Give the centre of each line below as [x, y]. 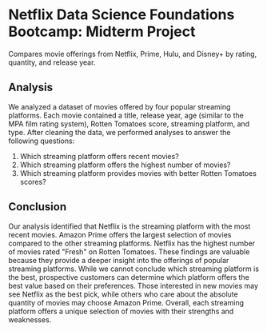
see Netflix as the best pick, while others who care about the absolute [123, 294]
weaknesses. [30, 319]
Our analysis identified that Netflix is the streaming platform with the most [130, 226]
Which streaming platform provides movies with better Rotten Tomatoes [138, 173]
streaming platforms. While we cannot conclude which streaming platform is [134, 269]
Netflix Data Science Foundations [122, 15]
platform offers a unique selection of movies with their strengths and [121, 311]
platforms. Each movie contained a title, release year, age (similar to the [126, 115]
